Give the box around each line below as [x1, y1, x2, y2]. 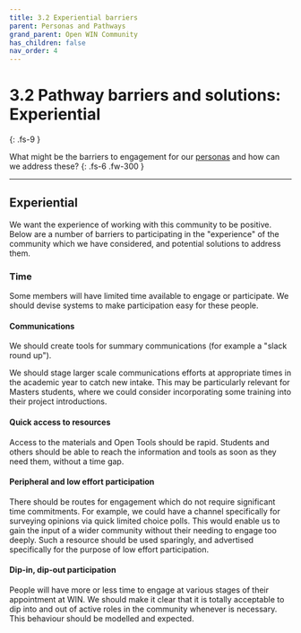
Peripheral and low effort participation [9, 477, 155, 488]
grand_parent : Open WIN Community [9, 30, 139, 39]
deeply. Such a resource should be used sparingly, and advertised [9, 534, 254, 545]
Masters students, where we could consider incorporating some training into [9, 387, 292, 398]
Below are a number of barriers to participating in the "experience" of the [9, 228, 279, 239]
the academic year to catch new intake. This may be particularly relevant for [9, 377, 290, 388]
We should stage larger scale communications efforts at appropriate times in [9, 367, 292, 378]
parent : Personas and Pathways [9, 22, 126, 31]
